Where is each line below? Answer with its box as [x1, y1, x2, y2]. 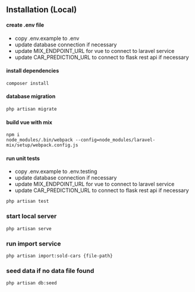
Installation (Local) [6, 5, 77, 15]
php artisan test [6, 199, 49, 205]
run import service [6, 239, 61, 247]
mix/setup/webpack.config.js [6, 142, 78, 148]
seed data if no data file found [6, 266, 95, 275]
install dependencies [6, 67, 59, 74]
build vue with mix [6, 118, 52, 125]
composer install [6, 80, 49, 86]
